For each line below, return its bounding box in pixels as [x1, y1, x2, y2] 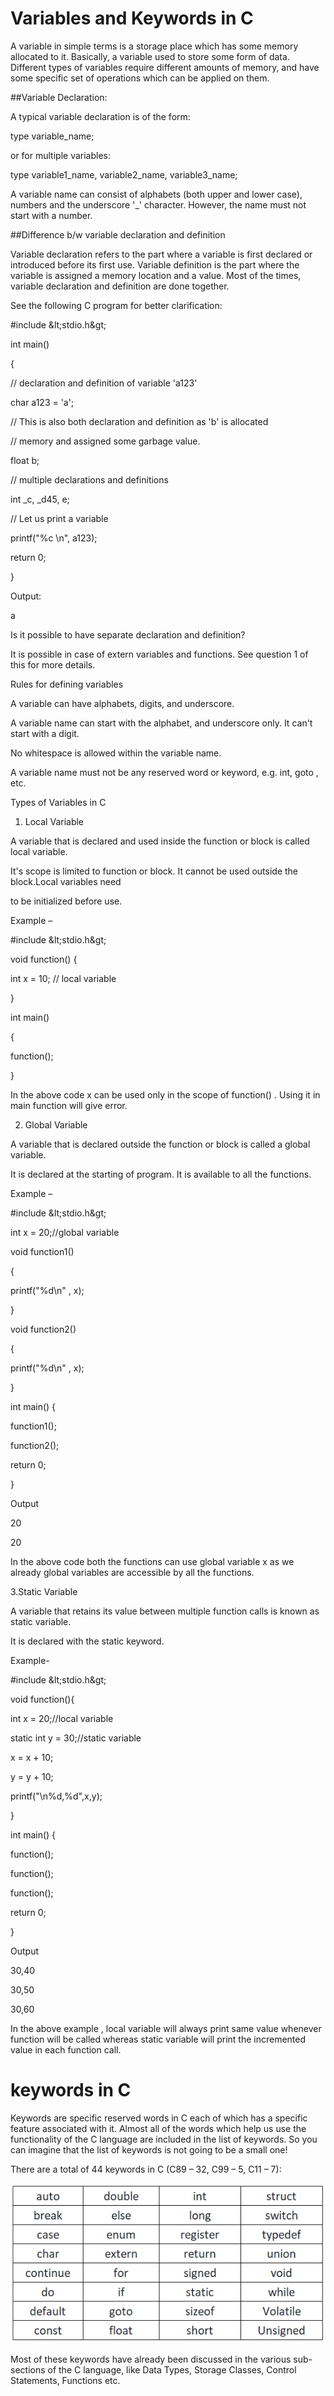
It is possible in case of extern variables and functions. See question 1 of [10, 648, 309, 660]
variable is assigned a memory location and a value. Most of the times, [10, 269, 302, 281]
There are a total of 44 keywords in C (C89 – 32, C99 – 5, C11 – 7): [10, 2163, 282, 2175]
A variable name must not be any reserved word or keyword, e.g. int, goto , [10, 766, 319, 778]
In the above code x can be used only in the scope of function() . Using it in [10, 1088, 321, 1101]
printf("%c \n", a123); [10, 532, 98, 544]
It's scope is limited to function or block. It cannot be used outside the [10, 865, 299, 877]
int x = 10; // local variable [10, 972, 117, 984]
